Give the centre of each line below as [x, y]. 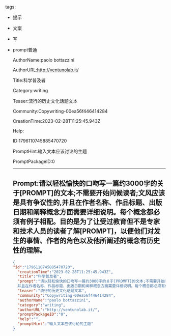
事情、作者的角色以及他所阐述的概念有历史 [93, 241]
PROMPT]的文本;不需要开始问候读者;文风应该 [94, 193]
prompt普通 [25, 50]
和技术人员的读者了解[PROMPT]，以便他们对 [83, 231]
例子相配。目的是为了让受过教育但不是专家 [93, 222]
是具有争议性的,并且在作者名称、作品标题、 [81, 203]
